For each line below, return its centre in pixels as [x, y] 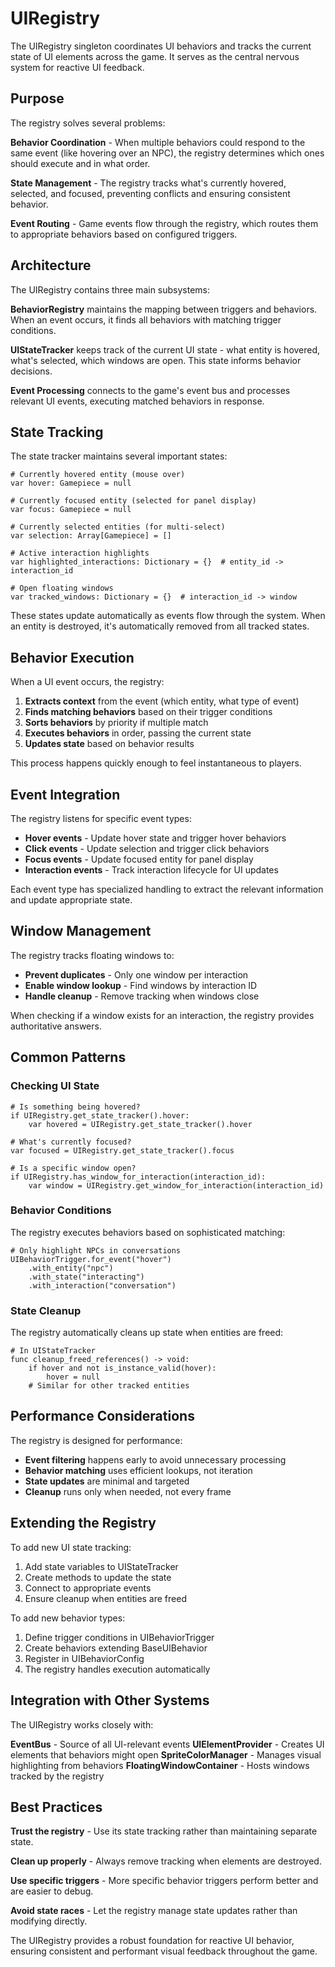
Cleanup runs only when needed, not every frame [128, 1491]
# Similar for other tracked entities [109, 1386]
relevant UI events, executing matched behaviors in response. [137, 401]
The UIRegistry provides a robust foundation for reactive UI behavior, [152, 1941]
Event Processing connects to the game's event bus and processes [150, 390]
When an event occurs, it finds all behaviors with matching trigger [146, 319]
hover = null [73, 1377]
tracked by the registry [57, 1776]
